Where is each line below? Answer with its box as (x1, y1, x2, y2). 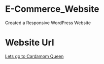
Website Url (5, 37, 54, 48)
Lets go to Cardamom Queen (5, 53, 64, 59)
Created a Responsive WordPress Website (5, 20, 91, 26)
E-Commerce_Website (5, 3, 100, 15)
